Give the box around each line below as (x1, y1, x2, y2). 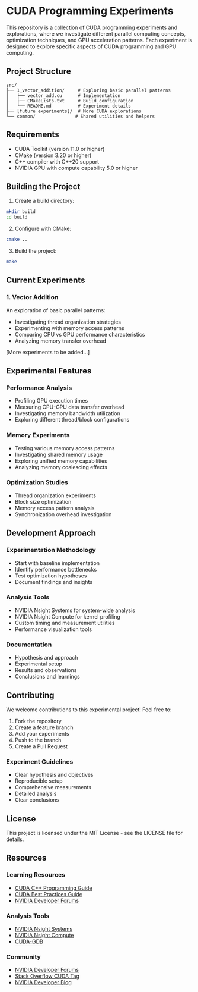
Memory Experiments (6, 431, 70, 440)
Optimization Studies (6, 478, 68, 486)
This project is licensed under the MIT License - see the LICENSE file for (6, 830, 183, 837)
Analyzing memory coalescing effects (14, 463, 108, 470)
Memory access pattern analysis (14, 504, 95, 511)
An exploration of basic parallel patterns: (6, 306, 106, 313)
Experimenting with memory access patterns (14, 324, 124, 331)
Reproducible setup (14, 777, 63, 784)
